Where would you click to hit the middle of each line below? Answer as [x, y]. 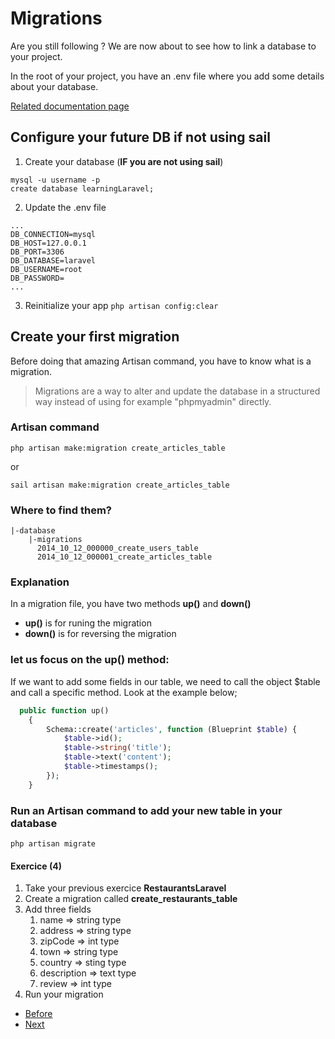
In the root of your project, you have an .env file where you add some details [167, 76]
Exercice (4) [36, 866]
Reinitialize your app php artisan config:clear [121, 305]
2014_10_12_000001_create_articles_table [124, 557]
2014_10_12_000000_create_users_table [117, 548]
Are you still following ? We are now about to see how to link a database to [163, 46]
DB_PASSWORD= [37, 278]
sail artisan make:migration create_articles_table [120, 485]
